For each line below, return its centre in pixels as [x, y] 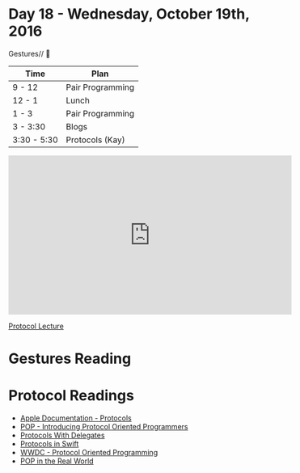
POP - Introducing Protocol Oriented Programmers [104, 427]
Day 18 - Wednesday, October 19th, [129, 14]
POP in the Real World [57, 461]
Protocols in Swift [49, 444]
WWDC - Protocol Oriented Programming [89, 453]
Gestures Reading [70, 359]
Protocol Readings [72, 396]
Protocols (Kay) [95, 140]
